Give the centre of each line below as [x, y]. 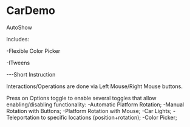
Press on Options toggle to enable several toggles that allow [81, 98]
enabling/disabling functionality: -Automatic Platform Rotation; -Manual [95, 105]
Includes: [18, 39]
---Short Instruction [31, 74]
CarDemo [31, 11]
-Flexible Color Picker [33, 51]
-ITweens [18, 63]
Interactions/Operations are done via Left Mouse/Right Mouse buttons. [95, 86]
